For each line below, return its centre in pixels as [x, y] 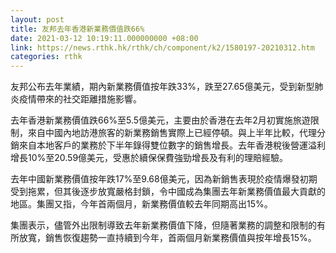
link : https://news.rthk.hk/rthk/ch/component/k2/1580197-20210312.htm [162, 47]
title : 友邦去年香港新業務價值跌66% [77, 29]
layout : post [37, 19]
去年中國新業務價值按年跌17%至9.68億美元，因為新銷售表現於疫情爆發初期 [164, 179]
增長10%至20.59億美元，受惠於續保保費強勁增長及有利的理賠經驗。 [149, 158]
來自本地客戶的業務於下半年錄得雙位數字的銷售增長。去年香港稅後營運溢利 [172, 145]
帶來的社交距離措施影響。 [89, 99]
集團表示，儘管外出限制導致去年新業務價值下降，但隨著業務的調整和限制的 [163, 225]
